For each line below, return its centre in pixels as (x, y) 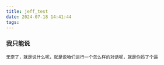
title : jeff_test (27, 11)
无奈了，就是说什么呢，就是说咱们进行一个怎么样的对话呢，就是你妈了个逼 (82, 57)
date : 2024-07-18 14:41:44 (39, 17)
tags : (13, 22)
